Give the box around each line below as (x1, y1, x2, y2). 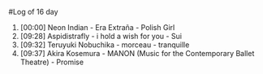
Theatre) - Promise (19, 57, 84, 67)
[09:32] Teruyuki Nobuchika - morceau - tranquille (19, 40, 190, 50)
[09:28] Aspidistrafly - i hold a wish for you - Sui (19, 32, 183, 41)
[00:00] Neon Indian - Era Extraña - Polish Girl (19, 23, 175, 32)
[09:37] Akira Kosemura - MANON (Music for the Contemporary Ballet (19, 49, 255, 58)
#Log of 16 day (8, 7, 58, 16)
